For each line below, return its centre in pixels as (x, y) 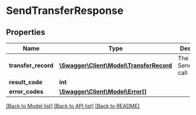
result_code (26, 82)
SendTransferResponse (65, 11)
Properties (26, 32)
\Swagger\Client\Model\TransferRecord (116, 65)
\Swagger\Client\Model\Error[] (103, 91)
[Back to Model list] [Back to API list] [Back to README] (73, 106)
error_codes (26, 91)
